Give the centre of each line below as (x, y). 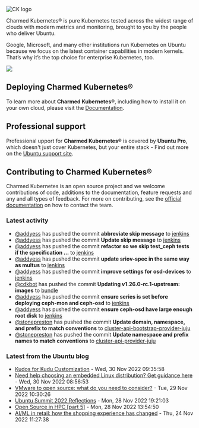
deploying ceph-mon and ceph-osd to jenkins (72, 303)
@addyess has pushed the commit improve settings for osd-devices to (103, 271)
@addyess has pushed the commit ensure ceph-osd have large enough (104, 309)
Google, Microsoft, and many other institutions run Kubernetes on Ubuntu (96, 45)
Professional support (46, 127)
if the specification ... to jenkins (54, 252)
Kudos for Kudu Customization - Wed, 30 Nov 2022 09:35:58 (90, 369)
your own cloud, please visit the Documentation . (65, 107)
